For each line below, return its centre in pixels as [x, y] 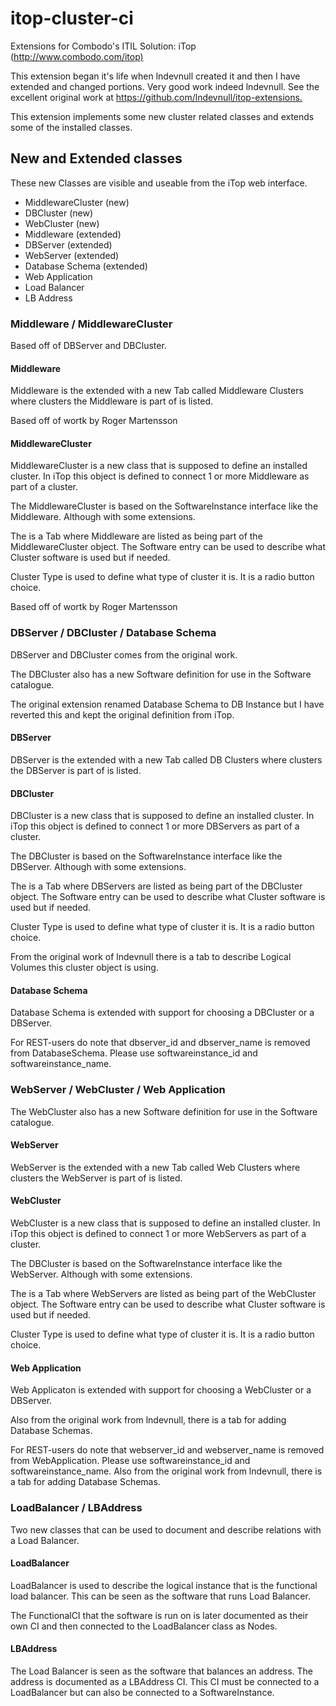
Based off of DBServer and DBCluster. [88, 346]
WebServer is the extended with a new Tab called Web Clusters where [155, 1167]
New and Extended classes [96, 158]
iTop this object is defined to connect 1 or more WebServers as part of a [158, 1234]
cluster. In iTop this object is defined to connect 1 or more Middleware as [160, 476]
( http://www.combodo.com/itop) [77, 56]
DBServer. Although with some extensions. [98, 867]
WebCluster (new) [62, 223]
